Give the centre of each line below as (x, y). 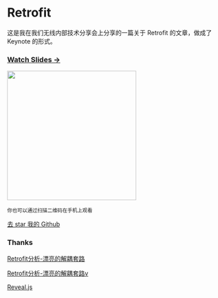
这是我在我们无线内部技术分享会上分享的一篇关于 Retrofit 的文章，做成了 (110, 32)
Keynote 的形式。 (32, 41)
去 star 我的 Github (34, 224)
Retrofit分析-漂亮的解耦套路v (48, 273)
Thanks (20, 243)
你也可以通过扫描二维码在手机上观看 (50, 211)
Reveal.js (20, 287)
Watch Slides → (34, 59)
